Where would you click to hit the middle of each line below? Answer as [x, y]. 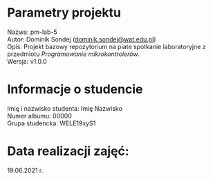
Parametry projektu [64, 13]
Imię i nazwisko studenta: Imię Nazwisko [65, 108]
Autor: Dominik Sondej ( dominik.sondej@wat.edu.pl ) [82, 39]
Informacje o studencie [75, 90]
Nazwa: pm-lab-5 [32, 32]
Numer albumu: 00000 [40, 116]
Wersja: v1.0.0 [27, 61]
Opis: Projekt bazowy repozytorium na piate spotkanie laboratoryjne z [106, 46]
